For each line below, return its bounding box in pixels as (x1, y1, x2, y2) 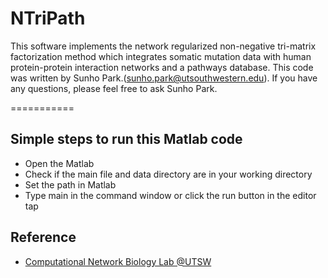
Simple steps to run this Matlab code (10, 131, 243, 148)
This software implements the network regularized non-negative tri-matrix (10, 40, 317, 52)
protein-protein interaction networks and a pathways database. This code (10, 61, 314, 73)
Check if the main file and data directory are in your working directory (24, 168, 313, 180)
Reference (10, 229, 77, 246)
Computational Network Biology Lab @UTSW (24, 255, 212, 267)
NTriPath (10, 7, 86, 30)
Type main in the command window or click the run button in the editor (24, 189, 317, 201)
